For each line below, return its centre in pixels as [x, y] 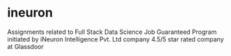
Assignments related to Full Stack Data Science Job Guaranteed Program [112, 32]
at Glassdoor [25, 46]
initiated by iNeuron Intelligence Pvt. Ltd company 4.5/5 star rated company [115, 39]
